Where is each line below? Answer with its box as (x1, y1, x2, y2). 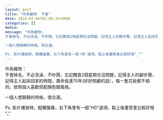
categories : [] (5, 20, 36, 26)
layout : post (5, 7, 32, 12)
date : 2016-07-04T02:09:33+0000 (5, 16, 70, 21)
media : (5, 25, 18, 30)
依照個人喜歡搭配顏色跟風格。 (13, 84, 73, 90)
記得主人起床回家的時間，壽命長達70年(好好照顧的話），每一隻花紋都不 (5, 78, 146, 84)
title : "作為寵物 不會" (5, 12, 51, 17)
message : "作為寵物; (5, 30, 44, 34)
